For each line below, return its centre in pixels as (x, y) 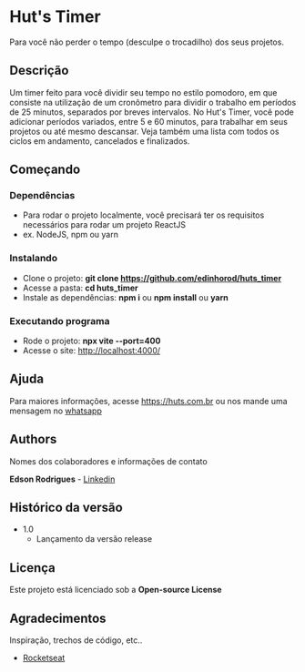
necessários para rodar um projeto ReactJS (104, 225)
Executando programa (60, 321)
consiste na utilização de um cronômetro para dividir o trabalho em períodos (153, 102)
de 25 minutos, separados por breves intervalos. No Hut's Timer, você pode (152, 112)
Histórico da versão (66, 508)
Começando (45, 170)
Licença (33, 568)
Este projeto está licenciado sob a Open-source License (116, 590)
